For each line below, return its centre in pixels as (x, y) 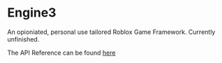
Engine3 (32, 13)
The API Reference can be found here (61, 53)
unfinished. (23, 39)
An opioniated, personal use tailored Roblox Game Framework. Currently (111, 32)
